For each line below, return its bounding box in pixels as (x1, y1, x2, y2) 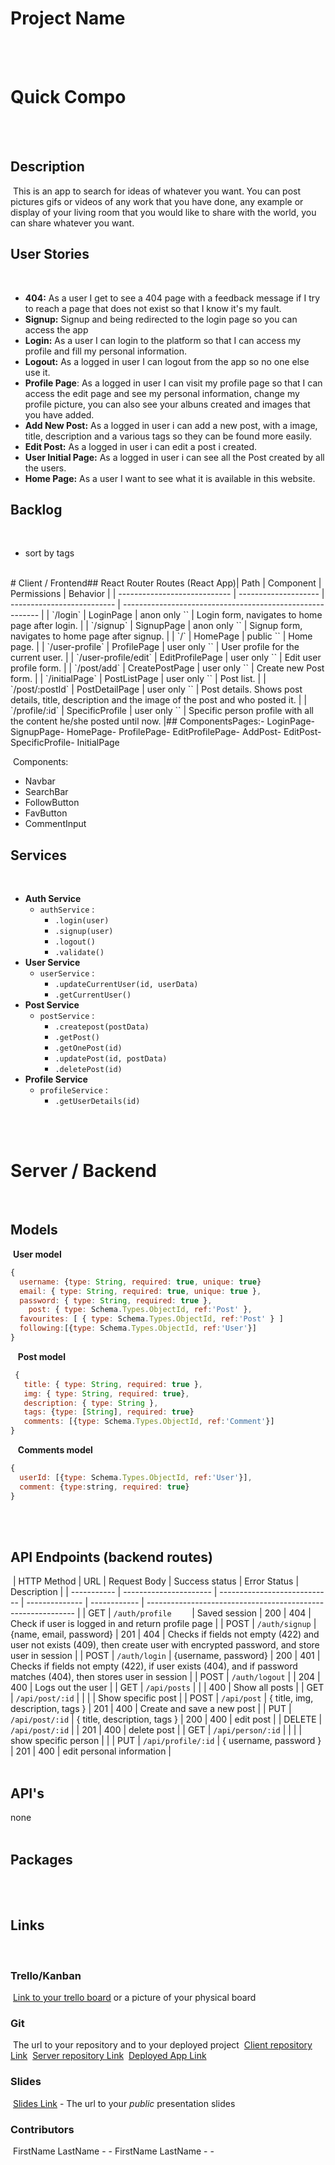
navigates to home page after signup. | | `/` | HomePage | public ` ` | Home (10, 630, 313, 642)
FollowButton (24, 797, 80, 809)
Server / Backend (10, 1160, 157, 1182)
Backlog (10, 501, 63, 518)
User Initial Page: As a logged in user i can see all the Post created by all (24, 451, 325, 463)
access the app (24, 323, 89, 336)
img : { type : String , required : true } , (23, 1388, 190, 1399)
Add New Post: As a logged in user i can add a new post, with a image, (24, 419, 318, 431)
